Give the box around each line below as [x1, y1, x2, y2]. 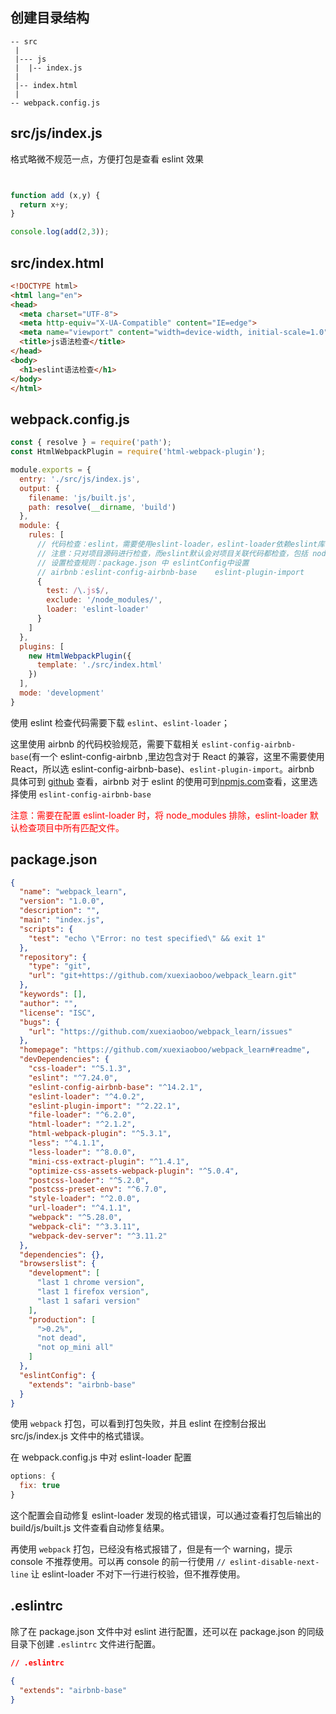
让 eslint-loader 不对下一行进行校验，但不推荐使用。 [30, 1568, 246, 1580]
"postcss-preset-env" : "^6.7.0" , [28, 1184, 168, 1195]
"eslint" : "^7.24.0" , [28, 1073, 118, 1083]
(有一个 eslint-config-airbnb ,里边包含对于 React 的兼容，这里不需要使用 [28, 750, 325, 762]
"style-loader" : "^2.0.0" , [28, 1194, 141, 1204]
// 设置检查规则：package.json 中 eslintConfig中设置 [36, 558, 250, 568]
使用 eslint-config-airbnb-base [18, 788, 152, 800]
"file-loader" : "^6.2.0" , [28, 1110, 137, 1120]
